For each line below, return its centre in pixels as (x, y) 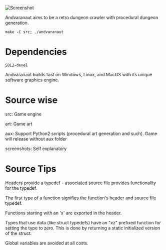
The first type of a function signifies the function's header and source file (81, 198)
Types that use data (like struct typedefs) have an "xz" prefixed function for (83, 222)
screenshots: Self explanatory (36, 149)
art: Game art (19, 123)
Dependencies (36, 52)
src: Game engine (23, 114)
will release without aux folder (36, 139)
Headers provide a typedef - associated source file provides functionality (81, 183)
